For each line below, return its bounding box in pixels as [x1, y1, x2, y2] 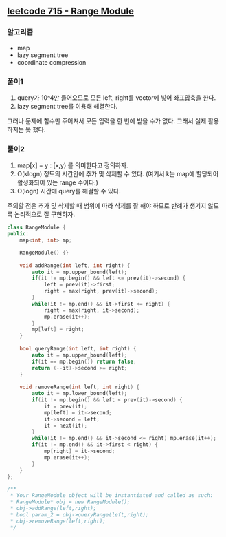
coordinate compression [16, 58, 87, 66]
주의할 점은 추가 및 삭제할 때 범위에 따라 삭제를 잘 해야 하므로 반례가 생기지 [7, 202, 207, 210]
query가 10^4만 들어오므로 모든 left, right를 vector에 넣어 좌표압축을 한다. [16, 93, 216, 102]
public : [7, 231, 30, 238]
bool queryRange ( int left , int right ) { [19, 346, 137, 352]
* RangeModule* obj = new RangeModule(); [10, 498, 131, 505]
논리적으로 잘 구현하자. [14, 210, 76, 219]
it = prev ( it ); [43, 403, 88, 410]
